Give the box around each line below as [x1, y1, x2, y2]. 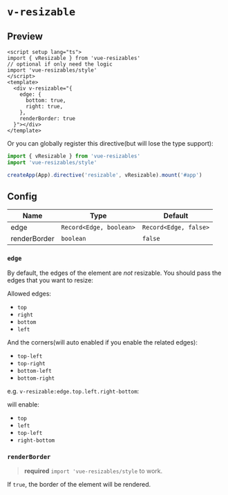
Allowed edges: [7, 289, 52, 298]
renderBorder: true [19, 115, 76, 122]
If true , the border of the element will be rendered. [7, 481, 151, 489]
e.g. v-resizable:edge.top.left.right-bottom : [7, 387, 140, 395]
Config [7, 191, 37, 202]
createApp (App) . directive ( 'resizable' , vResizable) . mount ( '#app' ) [7, 171, 202, 178]
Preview [7, 30, 44, 42]
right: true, [25, 103, 64, 110]
